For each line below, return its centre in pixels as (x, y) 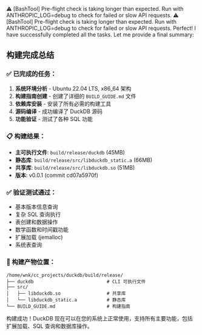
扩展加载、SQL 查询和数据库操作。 (49, 326)
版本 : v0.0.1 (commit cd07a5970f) (57, 175)
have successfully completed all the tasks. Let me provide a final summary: (100, 35)
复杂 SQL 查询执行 (38, 215)
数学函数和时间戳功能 (42, 230)
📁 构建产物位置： (31, 262)
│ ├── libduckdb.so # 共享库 (66, 293)
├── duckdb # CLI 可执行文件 (76, 281)
